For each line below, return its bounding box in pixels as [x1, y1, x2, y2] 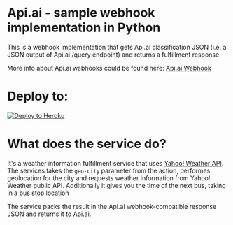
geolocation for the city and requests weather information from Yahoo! [7, 173, 211, 182]
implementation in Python [7, 20, 161, 36]
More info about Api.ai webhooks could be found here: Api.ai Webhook [7, 64, 211, 72]
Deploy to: [7, 89, 69, 104]
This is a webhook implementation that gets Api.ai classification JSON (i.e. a [7, 43, 227, 51]
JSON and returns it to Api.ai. [7, 210, 92, 218]
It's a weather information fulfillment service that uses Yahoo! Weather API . [7, 159, 224, 167]
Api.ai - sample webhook [7, 5, 155, 21]
